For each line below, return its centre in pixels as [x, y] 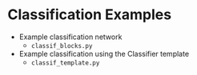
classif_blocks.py [62, 45]
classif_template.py [65, 63]
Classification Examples [90, 15]
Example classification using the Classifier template [104, 53]
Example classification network [70, 37]
